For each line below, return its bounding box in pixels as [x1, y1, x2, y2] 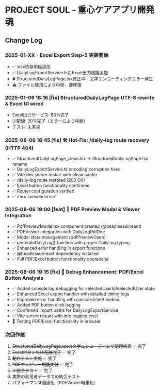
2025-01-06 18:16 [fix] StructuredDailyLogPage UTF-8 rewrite [5, 94, 155, 101]
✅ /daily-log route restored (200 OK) [12, 177, 85, 183]
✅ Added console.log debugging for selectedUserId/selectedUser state [12, 286, 155, 291]
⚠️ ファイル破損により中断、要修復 [12, 82, 81, 87]
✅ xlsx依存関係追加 [12, 64, 51, 69]
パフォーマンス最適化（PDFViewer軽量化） [12, 380, 98, 386]
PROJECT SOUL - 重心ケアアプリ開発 [5, 4, 155, 16]
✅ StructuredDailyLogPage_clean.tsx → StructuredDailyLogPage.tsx [12, 156, 148, 162]
